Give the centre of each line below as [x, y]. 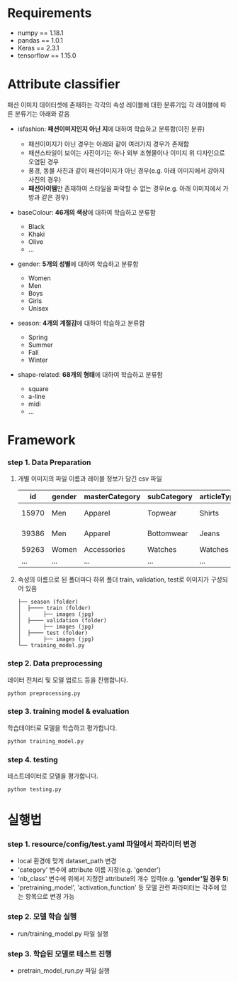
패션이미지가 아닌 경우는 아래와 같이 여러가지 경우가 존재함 [109, 144]
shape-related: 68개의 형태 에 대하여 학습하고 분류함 [90, 374]
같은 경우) [55, 197]
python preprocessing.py [44, 693]
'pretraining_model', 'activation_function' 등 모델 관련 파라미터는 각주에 [118, 887]
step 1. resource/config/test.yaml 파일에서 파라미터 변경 [102, 844]
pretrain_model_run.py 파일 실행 [63, 970]
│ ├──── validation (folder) [62, 621]
